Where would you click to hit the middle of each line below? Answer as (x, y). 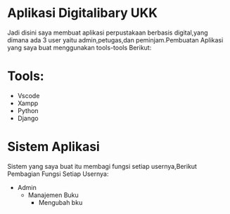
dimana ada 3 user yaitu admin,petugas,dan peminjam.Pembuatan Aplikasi (115, 40)
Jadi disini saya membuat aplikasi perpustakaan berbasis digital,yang (108, 32)
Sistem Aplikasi (53, 147)
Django (28, 118)
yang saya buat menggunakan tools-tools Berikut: (79, 47)
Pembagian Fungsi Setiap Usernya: (58, 174)
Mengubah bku (60, 202)
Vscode (28, 95)
